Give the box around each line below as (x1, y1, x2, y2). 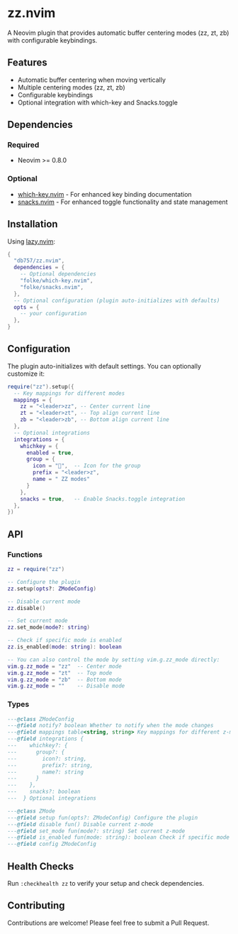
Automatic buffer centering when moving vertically (17, 75, 166, 84)
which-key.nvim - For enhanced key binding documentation (17, 190, 193, 198)
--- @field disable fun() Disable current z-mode (7, 820, 154, 828)
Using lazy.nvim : (7, 237, 55, 246)
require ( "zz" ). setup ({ (7, 383, 74, 390)
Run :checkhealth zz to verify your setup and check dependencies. (7, 879, 204, 888)
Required (7, 140, 40, 150)
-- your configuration (20, 310, 87, 317)
